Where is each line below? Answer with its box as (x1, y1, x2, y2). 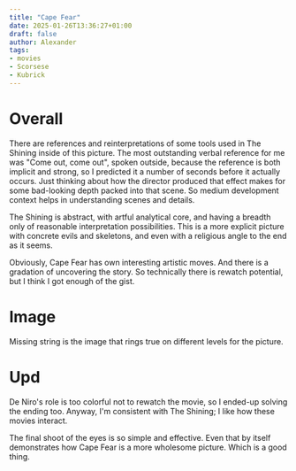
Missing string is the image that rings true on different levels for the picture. (9, 336, 285, 346)
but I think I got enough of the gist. (9, 275, 135, 286)
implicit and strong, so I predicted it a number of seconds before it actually (9, 166, 281, 177)
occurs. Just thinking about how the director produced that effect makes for (9, 175, 285, 186)
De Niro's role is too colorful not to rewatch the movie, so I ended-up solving (9, 396, 288, 407)
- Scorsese (9, 63, 49, 72)
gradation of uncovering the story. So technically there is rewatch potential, (9, 266, 284, 277)
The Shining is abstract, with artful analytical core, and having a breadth (9, 212, 271, 222)
